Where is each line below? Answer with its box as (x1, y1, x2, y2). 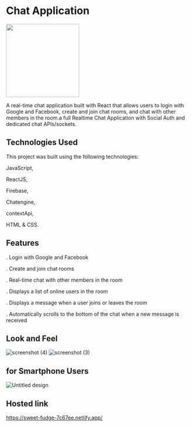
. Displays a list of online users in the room (6, 288, 108, 295)
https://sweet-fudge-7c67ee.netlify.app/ (6, 414, 103, 421)
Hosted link (6, 398, 48, 408)
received (6, 316, 27, 323)
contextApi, (6, 210, 34, 217)
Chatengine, (6, 198, 36, 206)
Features (6, 238, 39, 248)
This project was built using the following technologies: (6, 153, 139, 160)
